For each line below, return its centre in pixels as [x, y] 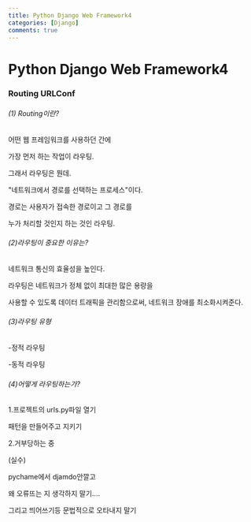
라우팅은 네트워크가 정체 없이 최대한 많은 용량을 [81, 285]
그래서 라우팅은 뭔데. [40, 173]
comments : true [33, 30]
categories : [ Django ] [44, 23]
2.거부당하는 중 [31, 443]
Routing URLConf [42, 94]
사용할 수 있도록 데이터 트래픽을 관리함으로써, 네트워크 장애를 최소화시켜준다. [126, 302]
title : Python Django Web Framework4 [70, 15]
